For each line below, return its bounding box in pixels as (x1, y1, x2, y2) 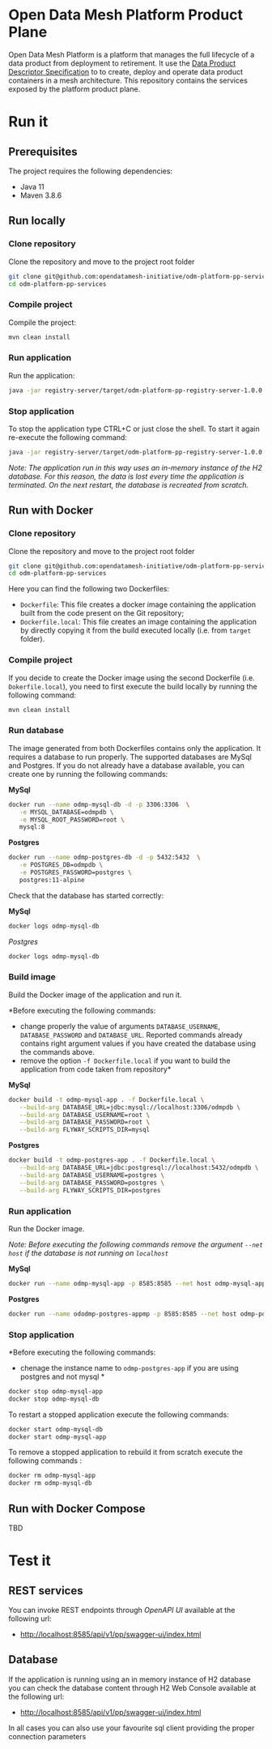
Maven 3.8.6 (19, 190, 62, 200)
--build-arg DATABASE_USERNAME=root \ (19, 1111, 151, 1119)
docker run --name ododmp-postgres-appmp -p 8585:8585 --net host (8, 1310, 237, 1318)
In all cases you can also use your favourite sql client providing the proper (8, 1723, 255, 1733)
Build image (8, 971, 57, 983)
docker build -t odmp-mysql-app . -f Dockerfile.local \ (8, 1095, 205, 1103)
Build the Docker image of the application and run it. (8, 990, 182, 1000)
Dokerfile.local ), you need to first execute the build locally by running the (8, 681, 257, 691)
